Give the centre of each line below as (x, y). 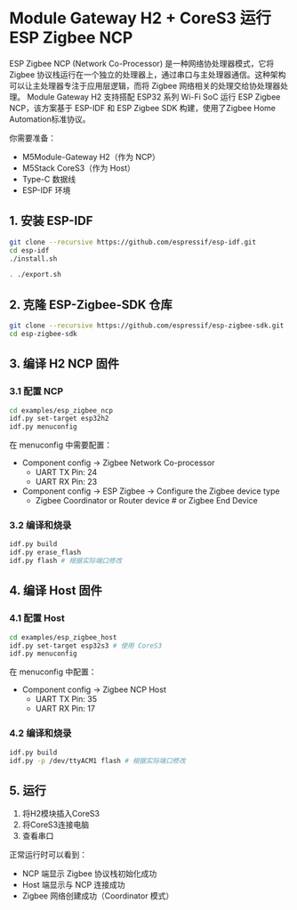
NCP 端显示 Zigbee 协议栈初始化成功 (89, 874)
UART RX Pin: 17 (65, 709)
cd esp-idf (29, 250)
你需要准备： (32, 138)
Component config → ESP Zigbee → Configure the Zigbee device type (151, 491)
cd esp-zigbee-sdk (43, 334)
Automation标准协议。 (50, 119)
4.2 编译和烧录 (40, 733)
